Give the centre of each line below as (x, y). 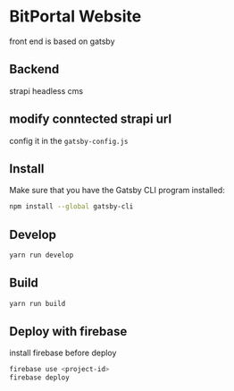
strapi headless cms (46, 90)
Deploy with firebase (68, 331)
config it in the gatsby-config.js (69, 140)
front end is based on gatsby (62, 41)
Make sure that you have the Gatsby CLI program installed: (117, 191)
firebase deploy (39, 378)
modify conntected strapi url (91, 119)
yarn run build (38, 303)
